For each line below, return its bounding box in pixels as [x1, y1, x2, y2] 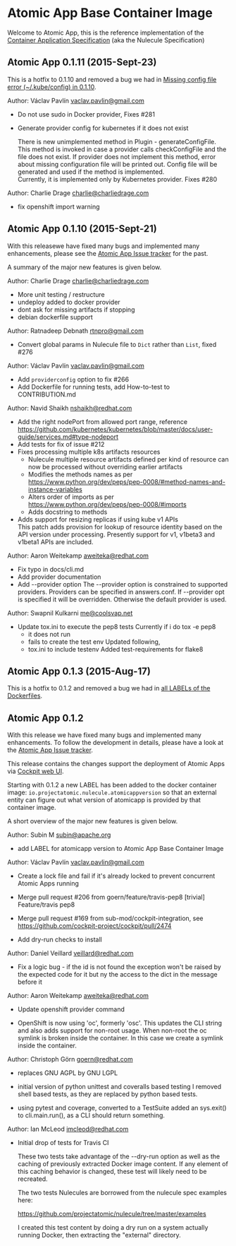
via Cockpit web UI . [7, 767, 64, 775]
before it [17, 977, 42, 987]
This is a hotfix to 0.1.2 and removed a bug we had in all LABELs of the [7, 684, 211, 693]
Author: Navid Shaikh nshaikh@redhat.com [7, 404, 132, 412]
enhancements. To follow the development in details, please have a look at [7, 739, 224, 747]
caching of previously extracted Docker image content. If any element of [17, 1160, 229, 1168]
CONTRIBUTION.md [17, 390, 76, 399]
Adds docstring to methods [27, 507, 108, 516]
